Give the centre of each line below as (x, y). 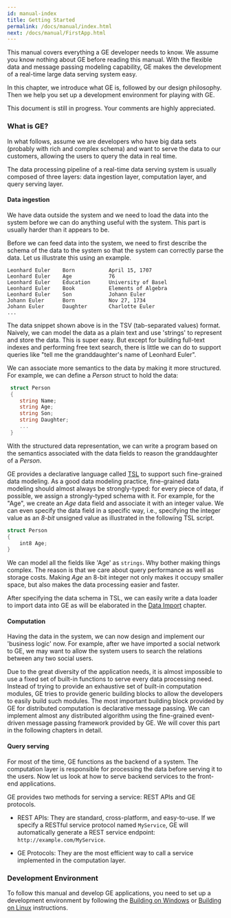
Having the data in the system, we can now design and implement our (106, 636)
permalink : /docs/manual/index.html (59, 26)
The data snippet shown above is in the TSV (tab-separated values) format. (114, 325)
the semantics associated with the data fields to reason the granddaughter (113, 453)
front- (206, 776)
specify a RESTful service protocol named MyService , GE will (103, 825)
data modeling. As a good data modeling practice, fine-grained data (103, 481)
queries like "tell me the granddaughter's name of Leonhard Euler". (102, 354)
